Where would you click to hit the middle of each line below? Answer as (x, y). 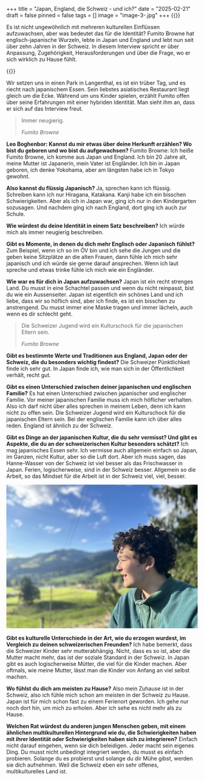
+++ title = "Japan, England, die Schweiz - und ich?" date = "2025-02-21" (99, 9)
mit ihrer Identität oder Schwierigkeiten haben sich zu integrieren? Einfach (102, 739)
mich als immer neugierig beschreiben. (55, 232)
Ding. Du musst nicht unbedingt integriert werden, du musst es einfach (95, 752)
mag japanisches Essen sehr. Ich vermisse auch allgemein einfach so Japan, (102, 450)
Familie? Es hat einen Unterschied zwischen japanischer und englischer (97, 393)
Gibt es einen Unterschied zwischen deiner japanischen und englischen (99, 387)
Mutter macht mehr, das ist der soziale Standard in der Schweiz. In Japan (98, 657)
